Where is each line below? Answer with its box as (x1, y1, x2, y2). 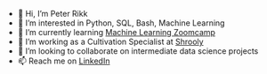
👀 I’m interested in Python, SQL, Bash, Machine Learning (17, 18, 225, 28)
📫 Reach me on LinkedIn (17, 55, 110, 66)
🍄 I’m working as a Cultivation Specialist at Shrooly (17, 36, 204, 47)
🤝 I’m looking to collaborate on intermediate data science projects (17, 46, 259, 56)
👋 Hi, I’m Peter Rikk (17, 9, 88, 18)
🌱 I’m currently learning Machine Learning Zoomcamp (17, 27, 216, 37)
